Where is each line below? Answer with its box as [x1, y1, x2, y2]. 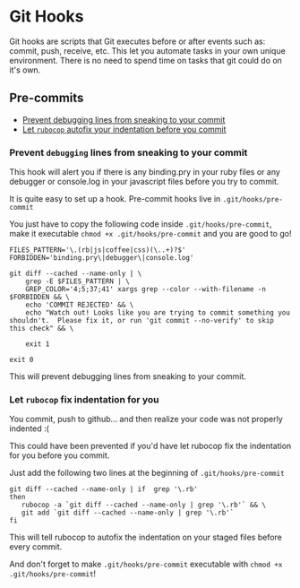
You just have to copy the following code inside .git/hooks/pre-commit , [9, 219, 272, 229]
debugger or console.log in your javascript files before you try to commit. [9, 177, 279, 187]
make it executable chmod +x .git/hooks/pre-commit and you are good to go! [9, 229, 292, 239]
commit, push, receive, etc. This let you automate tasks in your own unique [9, 45, 287, 56]
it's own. [9, 65, 41, 75]
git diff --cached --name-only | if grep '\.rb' [9, 485, 199, 494]
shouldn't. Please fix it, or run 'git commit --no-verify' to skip [9, 316, 275, 325]
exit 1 [25, 340, 50, 349]
